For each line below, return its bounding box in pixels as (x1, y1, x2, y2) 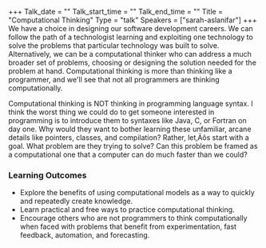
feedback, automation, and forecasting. (19, 230, 150, 240)
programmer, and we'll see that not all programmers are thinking (8, 75, 220, 84)
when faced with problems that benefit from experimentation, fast (19, 222, 237, 231)
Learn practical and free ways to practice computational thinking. (19, 205, 235, 214)
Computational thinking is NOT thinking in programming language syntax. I (8, 99, 253, 108)
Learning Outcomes (8, 170, 87, 181)
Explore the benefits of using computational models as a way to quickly (19, 188, 256, 198)
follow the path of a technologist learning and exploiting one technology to (8, 32, 253, 42)
